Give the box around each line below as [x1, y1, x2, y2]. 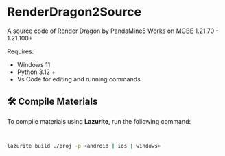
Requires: [7, 47, 34, 55]
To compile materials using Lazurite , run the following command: [7, 117, 191, 125]
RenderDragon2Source [7, 4, 142, 20]
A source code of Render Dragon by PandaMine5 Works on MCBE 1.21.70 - [7, 27, 219, 35]
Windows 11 [16, 60, 51, 68]
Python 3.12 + [16, 68, 56, 76]
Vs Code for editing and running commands [16, 75, 141, 83]
